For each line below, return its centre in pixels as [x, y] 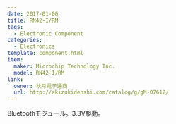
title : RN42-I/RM [33, 20]
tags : [15, 27]
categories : [25, 40]
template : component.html [45, 54]
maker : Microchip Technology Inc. [64, 66]
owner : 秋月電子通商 [41, 86]
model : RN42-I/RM [39, 73]
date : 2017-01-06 [33, 14]
